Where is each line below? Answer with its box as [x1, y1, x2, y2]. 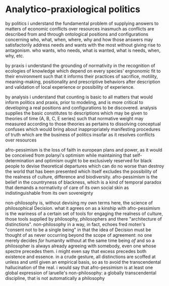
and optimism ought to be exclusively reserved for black [35, 157, 152, 163]
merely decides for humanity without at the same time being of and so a [5, 237, 155, 243]
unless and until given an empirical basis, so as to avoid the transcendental [5, 259, 161, 265]
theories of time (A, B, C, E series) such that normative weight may [5, 115, 144, 121]
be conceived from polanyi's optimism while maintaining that [5, 152, 132, 158]
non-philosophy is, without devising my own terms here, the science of [5, 199, 153, 206]
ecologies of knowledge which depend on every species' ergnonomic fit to [5, 67, 161, 74]
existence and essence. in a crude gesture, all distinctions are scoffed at [5, 254, 156, 260]
